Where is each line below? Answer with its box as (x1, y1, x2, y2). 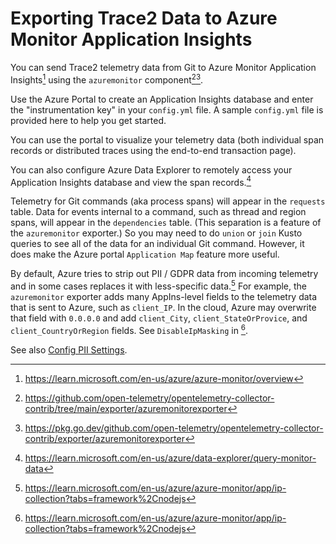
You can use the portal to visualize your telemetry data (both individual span (10, 133, 325, 146)
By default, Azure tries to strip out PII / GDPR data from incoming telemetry (10, 268, 319, 280)
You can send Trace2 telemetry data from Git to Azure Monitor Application (10, 61, 317, 73)
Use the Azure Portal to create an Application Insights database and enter (10, 93, 314, 105)
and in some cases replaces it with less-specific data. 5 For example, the (10, 278, 308, 292)
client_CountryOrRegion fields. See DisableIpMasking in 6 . (10, 322, 249, 336)
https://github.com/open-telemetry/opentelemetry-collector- (24, 392, 275, 404)
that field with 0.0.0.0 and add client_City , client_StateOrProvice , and (10, 312, 308, 324)
